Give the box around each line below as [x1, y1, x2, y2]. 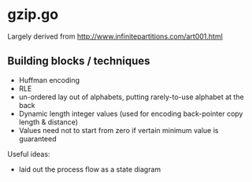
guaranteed [18, 134, 57, 143]
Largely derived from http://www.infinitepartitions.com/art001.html [7, 32, 224, 41]
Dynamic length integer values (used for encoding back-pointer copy [18, 109, 243, 118]
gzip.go [7, 6, 59, 24]
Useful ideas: [7, 149, 50, 158]
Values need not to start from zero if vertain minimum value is [18, 125, 219, 135]
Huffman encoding [18, 75, 80, 84]
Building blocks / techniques [7, 54, 150, 68]
